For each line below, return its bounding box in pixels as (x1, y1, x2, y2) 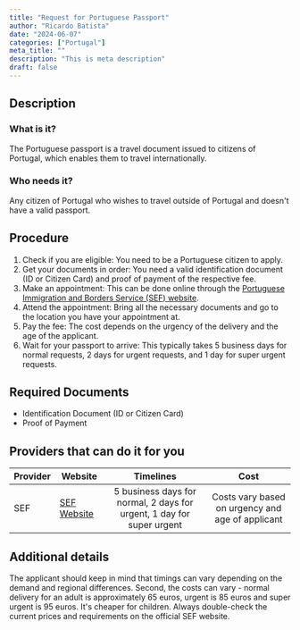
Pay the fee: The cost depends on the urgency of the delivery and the (21, 321, 279, 332)
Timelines (133, 470, 177, 483)
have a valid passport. (9, 205, 91, 215)
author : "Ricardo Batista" (9, 21, 110, 30)
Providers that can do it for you (9, 443, 185, 458)
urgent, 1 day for (120, 508, 190, 520)
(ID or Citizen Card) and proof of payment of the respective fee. (21, 273, 257, 284)
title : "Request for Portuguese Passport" (9, 13, 170, 22)
